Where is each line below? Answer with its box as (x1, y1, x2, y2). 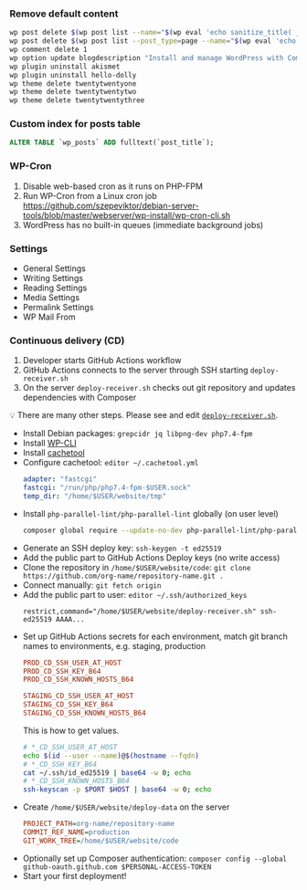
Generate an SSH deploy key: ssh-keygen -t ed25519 (22, 542, 222, 553)
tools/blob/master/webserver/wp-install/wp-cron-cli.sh (22, 209, 231, 221)
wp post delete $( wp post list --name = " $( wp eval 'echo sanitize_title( (9, 28, 292, 37)
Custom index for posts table (9, 118, 142, 131)
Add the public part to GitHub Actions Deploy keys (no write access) (22, 551, 281, 563)
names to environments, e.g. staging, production (22, 640, 206, 651)
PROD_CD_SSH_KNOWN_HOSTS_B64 (22, 675, 134, 685)
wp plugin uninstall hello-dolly (9, 70, 137, 79)
